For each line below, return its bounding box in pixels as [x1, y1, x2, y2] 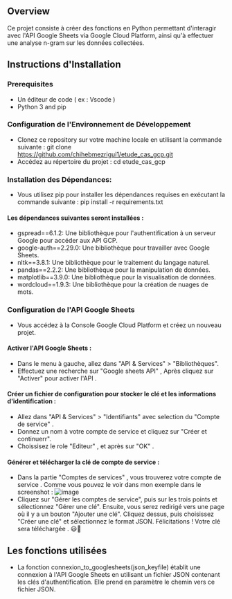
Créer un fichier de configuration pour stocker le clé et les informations [7, 390, 217, 398]
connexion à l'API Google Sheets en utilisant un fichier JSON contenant [17, 571, 220, 579]
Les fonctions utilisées [7, 544, 107, 556]
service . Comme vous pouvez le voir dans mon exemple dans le [17, 481, 202, 489]
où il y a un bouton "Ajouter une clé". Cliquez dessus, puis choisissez [17, 510, 215, 518]
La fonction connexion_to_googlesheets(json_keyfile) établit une [17, 563, 201, 571]
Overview [7, 6, 51, 17]
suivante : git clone [17, 142, 72, 151]
